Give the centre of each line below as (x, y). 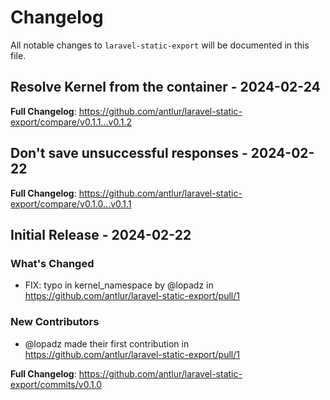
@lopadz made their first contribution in (107, 343)
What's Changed (52, 263)
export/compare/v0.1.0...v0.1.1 (71, 203)
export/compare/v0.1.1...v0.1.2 (71, 122)
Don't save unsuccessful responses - (129, 153)
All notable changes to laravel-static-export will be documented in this (160, 45)
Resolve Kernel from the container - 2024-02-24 (165, 87)
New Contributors (55, 322)
